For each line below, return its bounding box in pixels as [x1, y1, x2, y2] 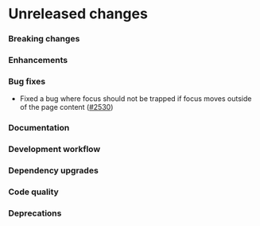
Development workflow [8, 144, 101, 155]
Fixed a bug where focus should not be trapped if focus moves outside [19, 94, 252, 103]
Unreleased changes [8, 5, 149, 23]
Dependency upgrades [8, 165, 99, 176]
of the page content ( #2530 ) [19, 103, 114, 112]
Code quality [8, 186, 60, 197]
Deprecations [8, 208, 62, 219]
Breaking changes [8, 33, 80, 45]
